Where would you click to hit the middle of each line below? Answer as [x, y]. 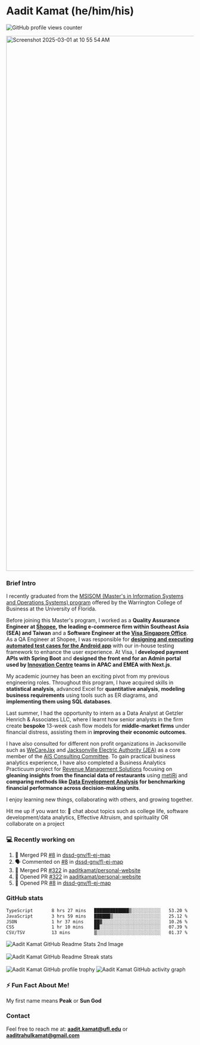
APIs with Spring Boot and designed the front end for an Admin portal [94, 658]
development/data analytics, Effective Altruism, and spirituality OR [87, 817]
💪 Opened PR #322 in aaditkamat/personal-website [78, 876]
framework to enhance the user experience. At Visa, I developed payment [97, 652]
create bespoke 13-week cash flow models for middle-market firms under [98, 726]
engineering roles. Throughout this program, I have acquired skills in [90, 683]
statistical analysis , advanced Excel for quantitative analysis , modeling [96, 689]
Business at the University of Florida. [51, 609]
